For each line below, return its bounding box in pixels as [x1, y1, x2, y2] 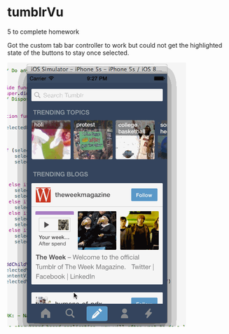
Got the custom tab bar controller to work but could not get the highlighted [7, 41, 223, 49]
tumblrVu [7, 4, 64, 20]
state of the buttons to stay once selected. [7, 48, 130, 57]
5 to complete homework [7, 27, 79, 36]
